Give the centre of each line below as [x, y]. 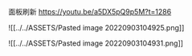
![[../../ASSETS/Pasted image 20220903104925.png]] [96, 28]
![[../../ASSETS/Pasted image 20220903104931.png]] [96, 43]
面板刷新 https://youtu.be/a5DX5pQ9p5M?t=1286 [90, 12]
